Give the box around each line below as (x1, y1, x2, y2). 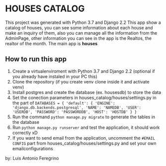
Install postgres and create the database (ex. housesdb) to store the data (12, 89, 162, 95)
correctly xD (12, 130, 38, 136)
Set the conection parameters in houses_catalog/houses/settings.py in (12, 94, 157, 100)
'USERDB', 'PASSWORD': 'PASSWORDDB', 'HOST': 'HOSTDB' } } (12, 109, 137, 114)
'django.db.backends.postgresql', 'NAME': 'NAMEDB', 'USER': (12, 105, 142, 110)
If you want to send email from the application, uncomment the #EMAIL (12, 135, 155, 141)
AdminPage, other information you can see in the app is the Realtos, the (5, 35, 152, 41)
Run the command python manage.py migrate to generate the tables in (12, 114, 155, 120)
